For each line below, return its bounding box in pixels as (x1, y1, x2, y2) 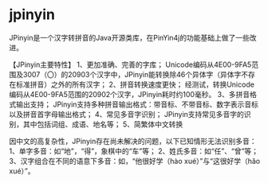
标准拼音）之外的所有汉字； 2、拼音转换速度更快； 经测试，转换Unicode (15, 80, 254, 89)
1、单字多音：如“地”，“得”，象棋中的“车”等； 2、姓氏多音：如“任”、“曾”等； (9, 146, 258, 156)
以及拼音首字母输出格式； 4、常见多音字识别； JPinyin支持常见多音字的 (9, 109, 244, 119)
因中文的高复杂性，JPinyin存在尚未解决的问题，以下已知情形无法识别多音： (9, 136, 257, 146)
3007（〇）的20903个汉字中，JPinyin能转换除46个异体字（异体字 (22, 69, 242, 79)
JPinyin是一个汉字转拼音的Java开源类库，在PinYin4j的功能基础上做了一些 (9, 33, 250, 42)
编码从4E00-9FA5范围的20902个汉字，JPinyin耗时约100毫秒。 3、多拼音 (9, 89, 250, 99)
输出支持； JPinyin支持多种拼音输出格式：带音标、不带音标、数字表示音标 (15, 99, 258, 109)
